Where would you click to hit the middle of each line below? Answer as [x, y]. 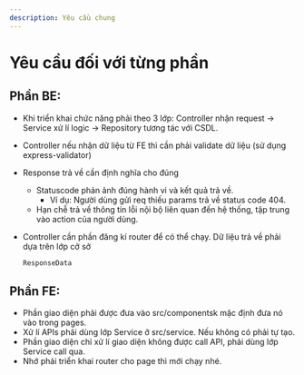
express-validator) [57, 154]
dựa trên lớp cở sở [57, 246]
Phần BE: [35, 96]
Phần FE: [35, 291]
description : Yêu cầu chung [63, 18]
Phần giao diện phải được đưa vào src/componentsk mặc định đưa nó [152, 313]
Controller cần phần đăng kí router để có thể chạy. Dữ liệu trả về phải [152, 236]
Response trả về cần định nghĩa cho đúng [100, 173]
